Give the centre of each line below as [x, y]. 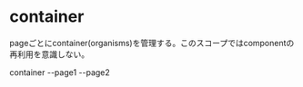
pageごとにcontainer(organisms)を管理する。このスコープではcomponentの [152, 43]
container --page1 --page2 [60, 72]
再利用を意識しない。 [49, 54]
